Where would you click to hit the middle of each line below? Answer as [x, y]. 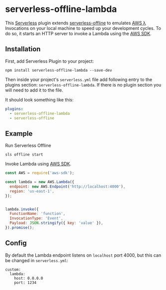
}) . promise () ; [20, 228]
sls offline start [24, 155]
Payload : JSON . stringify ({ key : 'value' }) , [56, 223]
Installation [23, 49]
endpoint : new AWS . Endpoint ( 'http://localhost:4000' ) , [68, 187]
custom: [13, 270]
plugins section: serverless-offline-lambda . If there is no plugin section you [83, 85]
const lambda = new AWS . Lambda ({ [40, 182]
